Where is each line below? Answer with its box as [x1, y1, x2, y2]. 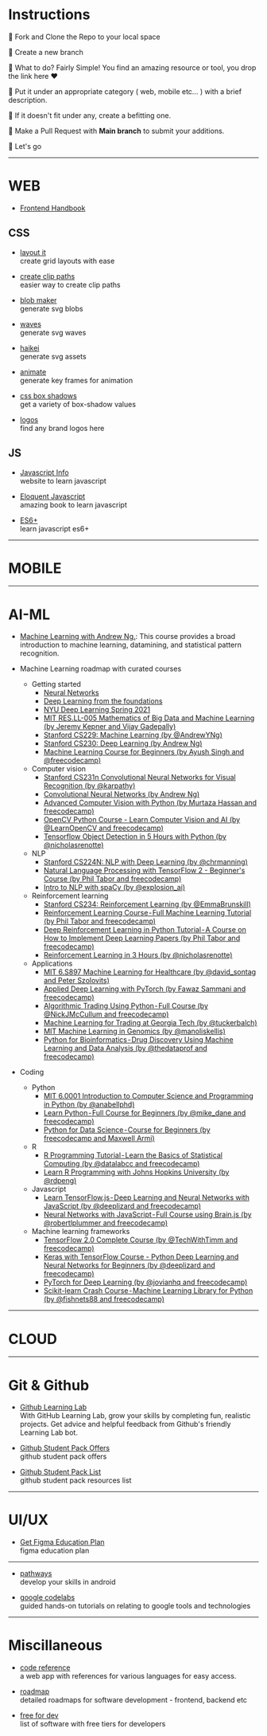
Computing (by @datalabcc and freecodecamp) [43, 1159, 200, 1169]
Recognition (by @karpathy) [43, 781, 136, 790]
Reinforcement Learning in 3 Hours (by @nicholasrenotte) [43, 950, 233, 960]
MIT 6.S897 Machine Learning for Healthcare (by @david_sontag [43, 967, 257, 977]
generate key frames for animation [19, 375, 133, 385]
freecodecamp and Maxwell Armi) [43, 1134, 155, 1143]
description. [8, 95, 48, 104]
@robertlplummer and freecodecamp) [43, 1218, 168, 1228]
